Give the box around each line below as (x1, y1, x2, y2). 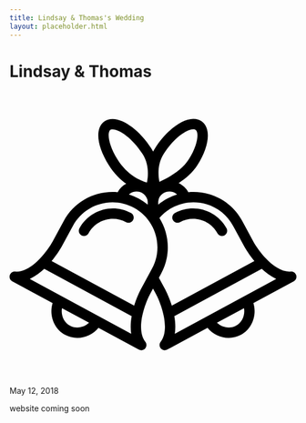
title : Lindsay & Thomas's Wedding (9, 13, 145, 23)
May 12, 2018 (9, 386, 59, 397)
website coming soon (9, 403, 90, 414)
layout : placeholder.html (9, 22, 107, 31)
